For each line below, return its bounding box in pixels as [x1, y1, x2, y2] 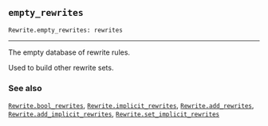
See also [8, 82, 42, 94]
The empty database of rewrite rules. [8, 48, 130, 57]
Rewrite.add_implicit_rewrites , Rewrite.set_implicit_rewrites [8, 109, 220, 119]
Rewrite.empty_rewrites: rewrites [8, 26, 124, 34]
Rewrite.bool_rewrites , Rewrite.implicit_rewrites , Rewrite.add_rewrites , [8, 101, 254, 110]
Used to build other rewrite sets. [8, 63, 114, 72]
